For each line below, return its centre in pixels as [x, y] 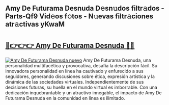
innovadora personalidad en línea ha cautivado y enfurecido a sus [74, 71]
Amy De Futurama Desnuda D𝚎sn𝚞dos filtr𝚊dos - [85, 8]
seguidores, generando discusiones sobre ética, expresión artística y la [80, 76]
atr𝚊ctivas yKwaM [35, 24]
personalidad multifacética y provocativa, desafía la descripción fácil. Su [81, 65]
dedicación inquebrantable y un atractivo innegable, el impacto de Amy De [83, 93]
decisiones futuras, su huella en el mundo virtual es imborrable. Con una [81, 87]
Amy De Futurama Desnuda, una [117, 60]
